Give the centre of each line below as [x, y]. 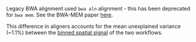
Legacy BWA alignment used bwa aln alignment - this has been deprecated [98, 9]
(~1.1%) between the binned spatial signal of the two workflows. [84, 33]
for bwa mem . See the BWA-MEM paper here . [60, 15]
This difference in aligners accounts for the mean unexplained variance [94, 26]
